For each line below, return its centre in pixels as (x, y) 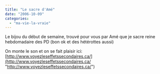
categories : (17, 18)
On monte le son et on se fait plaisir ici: (44, 51)
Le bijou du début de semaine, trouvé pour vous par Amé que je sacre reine (80, 37)
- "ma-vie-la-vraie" (30, 23)
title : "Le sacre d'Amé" (30, 9)
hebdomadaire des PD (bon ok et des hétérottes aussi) (59, 42)
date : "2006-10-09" (25, 14)
